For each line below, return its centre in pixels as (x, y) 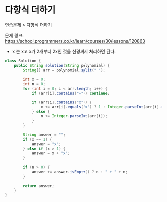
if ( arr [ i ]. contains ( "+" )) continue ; (71, 93)
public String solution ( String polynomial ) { (62, 65)
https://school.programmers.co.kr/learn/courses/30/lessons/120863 (75, 41)
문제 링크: (14, 35)
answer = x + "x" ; (51, 153)
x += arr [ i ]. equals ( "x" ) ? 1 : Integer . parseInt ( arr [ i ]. (101, 107)
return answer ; (39, 186)
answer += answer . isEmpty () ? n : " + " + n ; (80, 172)
